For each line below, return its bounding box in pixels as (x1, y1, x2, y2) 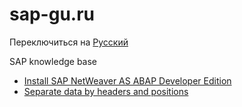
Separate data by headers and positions (23, 85, 189, 97)
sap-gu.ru (9, 3, 95, 26)
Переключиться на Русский (9, 36, 129, 48)
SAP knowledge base (9, 55, 98, 67)
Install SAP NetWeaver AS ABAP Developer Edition (23, 74, 232, 87)
